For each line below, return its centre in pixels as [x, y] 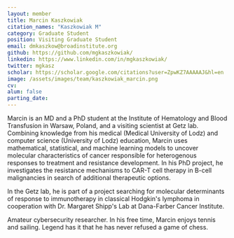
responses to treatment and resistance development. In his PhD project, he [115, 163]
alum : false [25, 92]
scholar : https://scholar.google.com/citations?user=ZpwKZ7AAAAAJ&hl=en [116, 72]
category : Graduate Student [48, 33]
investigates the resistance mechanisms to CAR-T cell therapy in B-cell [110, 170]
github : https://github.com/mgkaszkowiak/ [70, 53]
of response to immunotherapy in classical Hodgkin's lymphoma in [103, 199]
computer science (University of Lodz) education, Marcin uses [97, 140]
